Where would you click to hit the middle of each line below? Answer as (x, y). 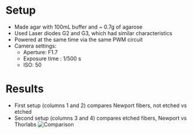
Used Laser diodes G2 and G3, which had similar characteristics (93, 33)
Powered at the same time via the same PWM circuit (78, 39)
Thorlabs (25, 124)
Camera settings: (35, 46)
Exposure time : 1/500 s (52, 58)
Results (25, 89)
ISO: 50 (33, 65)
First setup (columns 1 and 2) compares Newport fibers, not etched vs (100, 105)
